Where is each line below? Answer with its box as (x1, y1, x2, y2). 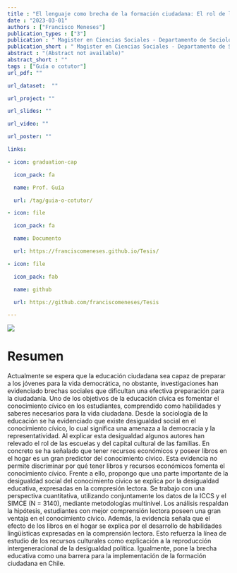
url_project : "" (7, 95, 55, 102)
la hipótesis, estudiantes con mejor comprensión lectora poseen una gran (7, 507, 221, 515)
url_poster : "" (7, 133, 52, 140)
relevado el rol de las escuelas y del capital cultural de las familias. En (7, 439, 210, 448)
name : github (13, 286, 52, 293)
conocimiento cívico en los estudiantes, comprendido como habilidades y (7, 402, 221, 410)
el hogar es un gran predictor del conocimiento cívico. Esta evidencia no (7, 454, 218, 463)
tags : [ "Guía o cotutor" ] (7, 63, 87, 70)
